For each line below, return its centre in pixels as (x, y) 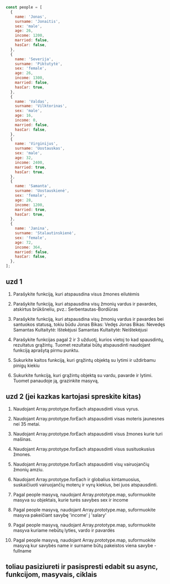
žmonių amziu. (28, 469)
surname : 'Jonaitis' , (37, 21)
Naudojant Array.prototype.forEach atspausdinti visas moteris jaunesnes (89, 419)
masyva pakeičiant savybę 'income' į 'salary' (60, 515)
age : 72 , (24, 242)
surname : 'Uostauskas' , (40, 149)
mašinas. (23, 439)
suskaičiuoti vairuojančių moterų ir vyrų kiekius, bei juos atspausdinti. (86, 485)
